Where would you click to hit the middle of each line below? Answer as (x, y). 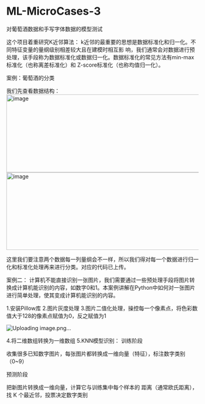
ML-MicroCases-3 (54, 11)
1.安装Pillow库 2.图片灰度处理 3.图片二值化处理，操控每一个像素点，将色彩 (99, 308)
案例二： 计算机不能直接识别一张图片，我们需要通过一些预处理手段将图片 (98, 280)
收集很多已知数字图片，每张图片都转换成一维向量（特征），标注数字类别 (96, 353)
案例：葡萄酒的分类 (31, 78)
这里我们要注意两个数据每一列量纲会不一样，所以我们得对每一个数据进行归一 (103, 259)
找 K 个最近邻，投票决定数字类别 (47, 395)
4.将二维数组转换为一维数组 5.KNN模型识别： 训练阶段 (74, 340)
